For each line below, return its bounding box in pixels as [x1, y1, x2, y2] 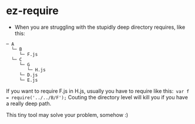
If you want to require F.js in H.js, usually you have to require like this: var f [6, 87, 190, 95]
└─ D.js [19, 72, 38, 78]
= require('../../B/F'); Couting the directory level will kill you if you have [6, 93, 188, 100]
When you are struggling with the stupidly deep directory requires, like [14, 24, 186, 31]
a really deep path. [6, 100, 52, 107]
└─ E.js [19, 77, 38, 83]
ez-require [6, 4, 59, 18]
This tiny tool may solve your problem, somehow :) [6, 111, 129, 118]
